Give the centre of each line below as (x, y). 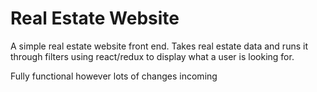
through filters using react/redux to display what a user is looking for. (152, 56)
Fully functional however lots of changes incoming (114, 76)
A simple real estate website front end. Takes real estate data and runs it (159, 46)
